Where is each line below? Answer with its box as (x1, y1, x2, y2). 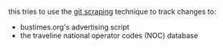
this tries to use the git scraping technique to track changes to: (8, 7, 217, 16)
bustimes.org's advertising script (19, 22, 130, 31)
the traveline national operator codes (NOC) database (19, 31, 199, 40)
